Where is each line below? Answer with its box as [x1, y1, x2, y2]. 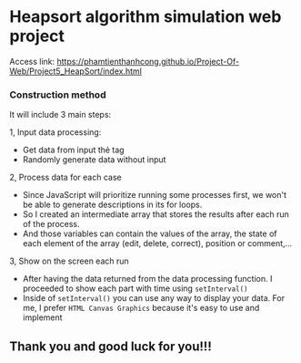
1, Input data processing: [9, 127, 102, 138]
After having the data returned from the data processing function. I [22, 274, 273, 285]
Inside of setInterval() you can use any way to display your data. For [22, 293, 285, 304]
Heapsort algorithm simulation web [9, 6, 282, 27]
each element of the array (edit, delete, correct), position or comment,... [22, 238, 293, 249]
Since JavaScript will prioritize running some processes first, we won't [22, 190, 287, 201]
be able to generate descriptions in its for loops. [22, 199, 203, 211]
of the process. [22, 219, 80, 230]
